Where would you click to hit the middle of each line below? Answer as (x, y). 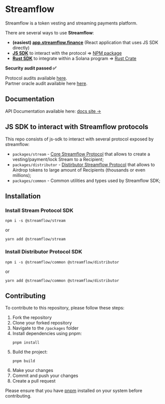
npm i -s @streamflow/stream (35, 221)
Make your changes (33, 370)
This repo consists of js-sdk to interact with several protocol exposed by (80, 139)
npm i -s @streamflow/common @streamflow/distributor (62, 262)
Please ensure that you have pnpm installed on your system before (74, 390)
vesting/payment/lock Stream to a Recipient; (58, 159)
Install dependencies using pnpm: (47, 333)
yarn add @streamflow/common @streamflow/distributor (62, 280)
